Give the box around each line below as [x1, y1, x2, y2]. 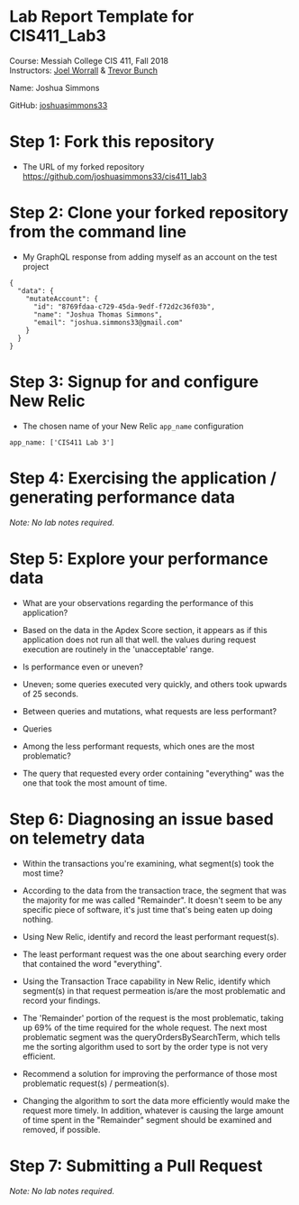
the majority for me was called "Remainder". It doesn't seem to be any [22, 895, 283, 906]
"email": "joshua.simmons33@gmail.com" [32, 317, 183, 327]
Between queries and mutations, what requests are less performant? [22, 705, 277, 716]
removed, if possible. [22, 1124, 101, 1135]
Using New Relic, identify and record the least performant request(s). [22, 931, 279, 942]
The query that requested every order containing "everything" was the [22, 768, 285, 778]
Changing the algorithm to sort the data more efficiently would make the [22, 1095, 290, 1106]
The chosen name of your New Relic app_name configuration [22, 420, 244, 431]
